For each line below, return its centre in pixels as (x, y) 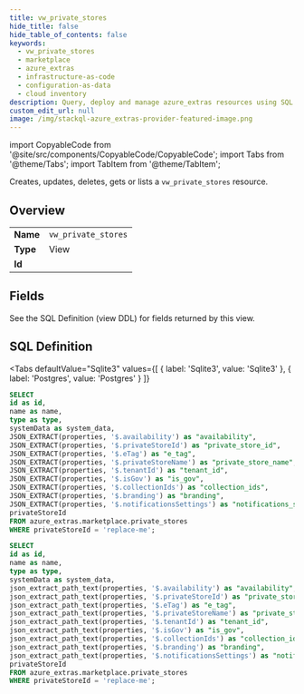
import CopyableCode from (60, 145)
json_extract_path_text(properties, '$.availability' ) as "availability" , (153, 588)
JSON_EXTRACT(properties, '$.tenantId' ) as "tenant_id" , (119, 471)
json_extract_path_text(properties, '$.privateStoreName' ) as (129, 613)
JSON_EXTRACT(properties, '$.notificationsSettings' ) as (119, 504)
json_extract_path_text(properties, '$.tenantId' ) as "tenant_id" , (139, 622)
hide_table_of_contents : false (68, 34)
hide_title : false (44, 26)
